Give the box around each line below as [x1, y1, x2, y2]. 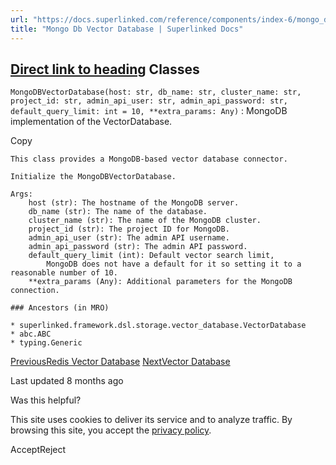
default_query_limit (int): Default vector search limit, [28, 251, 275, 261]
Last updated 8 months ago [10, 375, 124, 387]
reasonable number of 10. [10, 268, 118, 278]
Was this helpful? [10, 394, 82, 406]
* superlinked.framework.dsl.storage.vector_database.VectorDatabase [10, 321, 307, 331]
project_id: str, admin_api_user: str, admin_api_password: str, [10, 96, 288, 106]
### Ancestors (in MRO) [10, 303, 110, 313]
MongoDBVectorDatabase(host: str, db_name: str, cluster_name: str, [10, 87, 302, 98]
